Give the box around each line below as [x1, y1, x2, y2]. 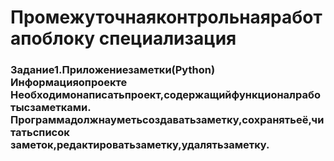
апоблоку [10, 27, 96, 50]
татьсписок [10, 126, 70, 140]
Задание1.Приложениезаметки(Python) [10, 63, 216, 77]
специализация [98, 27, 237, 50]
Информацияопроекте [10, 76, 128, 90]
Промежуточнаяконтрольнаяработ [10, 6, 323, 29]
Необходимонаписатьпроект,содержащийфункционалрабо [10, 88, 321, 102]
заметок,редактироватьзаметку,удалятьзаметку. [10, 138, 270, 152]
